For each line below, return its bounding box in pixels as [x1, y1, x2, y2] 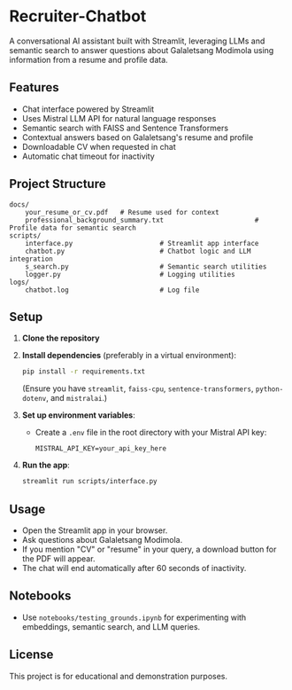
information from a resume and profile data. [9, 54, 168, 65]
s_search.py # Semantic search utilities [25, 262, 267, 271]
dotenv [21, 395, 47, 404]
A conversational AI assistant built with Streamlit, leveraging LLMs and [9, 35, 265, 46]
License [9, 647, 54, 663]
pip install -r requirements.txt [21, 367, 146, 376]
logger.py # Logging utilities [25, 270, 236, 278]
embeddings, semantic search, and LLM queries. [21, 621, 201, 631]
